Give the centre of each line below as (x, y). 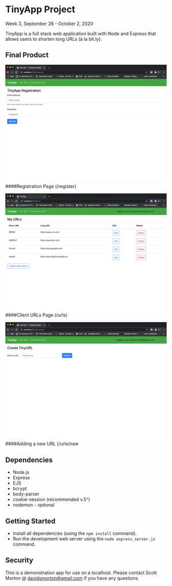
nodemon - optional (34, 505)
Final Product (27, 55)
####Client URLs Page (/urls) (36, 315)
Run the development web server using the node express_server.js (84, 539)
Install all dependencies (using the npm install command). (75, 533)
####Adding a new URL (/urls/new (42, 444)
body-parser (26, 494)
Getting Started (30, 521)
